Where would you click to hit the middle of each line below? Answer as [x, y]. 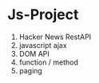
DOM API [34, 53]
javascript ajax [43, 45]
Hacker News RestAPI [55, 37]
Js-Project [43, 15]
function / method [49, 62]
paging [31, 70]
